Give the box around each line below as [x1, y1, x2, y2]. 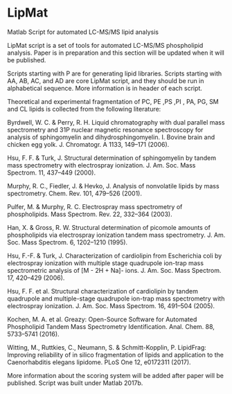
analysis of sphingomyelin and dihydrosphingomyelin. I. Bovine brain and [7, 133, 215, 141]
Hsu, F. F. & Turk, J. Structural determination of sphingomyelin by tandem [7, 154, 217, 162]
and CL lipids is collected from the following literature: [7, 105, 161, 113]
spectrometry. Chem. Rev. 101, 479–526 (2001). [7, 189, 142, 197]
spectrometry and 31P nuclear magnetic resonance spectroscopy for [7, 125, 204, 134]
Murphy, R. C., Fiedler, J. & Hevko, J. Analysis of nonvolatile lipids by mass [7, 181, 220, 190]
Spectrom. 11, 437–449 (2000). [7, 168, 96, 177]
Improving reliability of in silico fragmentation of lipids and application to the [7, 350, 224, 359]
